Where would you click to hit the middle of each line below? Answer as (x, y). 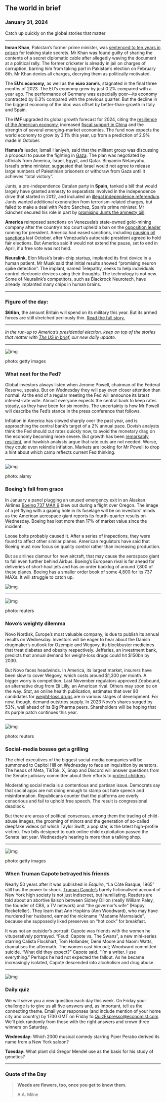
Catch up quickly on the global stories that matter (55, 33)
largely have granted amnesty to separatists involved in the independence (81, 191)
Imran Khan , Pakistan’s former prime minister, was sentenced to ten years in (83, 47)
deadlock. (15, 806)
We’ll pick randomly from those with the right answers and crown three (77, 1022)
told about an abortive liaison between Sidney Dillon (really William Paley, (80, 900)
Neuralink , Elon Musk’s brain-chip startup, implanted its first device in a (78, 258)
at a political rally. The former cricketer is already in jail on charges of (75, 63)
